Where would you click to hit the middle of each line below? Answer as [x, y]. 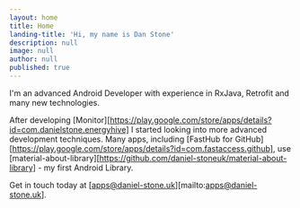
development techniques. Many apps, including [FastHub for [121, 139]
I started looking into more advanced [199, 129]
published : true [40, 68]
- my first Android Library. [85, 168]
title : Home [31, 26]
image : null [31, 51]
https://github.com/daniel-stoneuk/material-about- [193, 158]
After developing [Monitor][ [60, 120]
